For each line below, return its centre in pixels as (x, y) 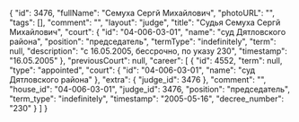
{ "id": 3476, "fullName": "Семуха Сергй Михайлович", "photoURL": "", (142, 13)
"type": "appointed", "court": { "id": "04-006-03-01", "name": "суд (132, 70)
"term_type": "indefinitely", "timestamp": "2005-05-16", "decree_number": (147, 99)
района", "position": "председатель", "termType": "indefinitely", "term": (143, 41)
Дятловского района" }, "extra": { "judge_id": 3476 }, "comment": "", (138, 79)
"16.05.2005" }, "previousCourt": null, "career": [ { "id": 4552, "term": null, (146, 61)
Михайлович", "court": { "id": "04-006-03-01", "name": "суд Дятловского (148, 32)
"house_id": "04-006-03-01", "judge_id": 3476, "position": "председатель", (149, 89)
